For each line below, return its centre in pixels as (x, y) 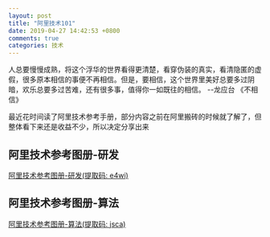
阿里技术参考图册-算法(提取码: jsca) (67, 224)
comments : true (34, 38)
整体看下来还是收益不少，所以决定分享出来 (79, 127)
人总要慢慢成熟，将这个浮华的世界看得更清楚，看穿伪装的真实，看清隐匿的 (131, 70)
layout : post (30, 16)
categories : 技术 (36, 46)
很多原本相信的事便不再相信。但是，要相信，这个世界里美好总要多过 (135, 80)
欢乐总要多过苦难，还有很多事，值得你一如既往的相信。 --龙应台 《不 (137, 90)
